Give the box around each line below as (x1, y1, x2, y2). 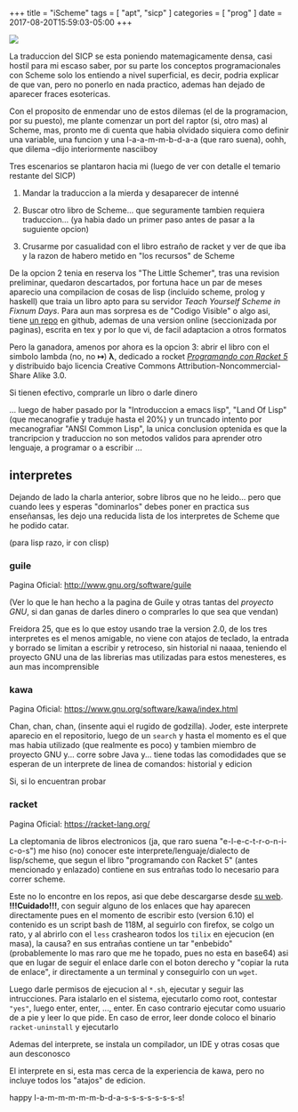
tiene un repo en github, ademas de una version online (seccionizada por (9, 315, 278, 326)
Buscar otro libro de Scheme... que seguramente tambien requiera (21, 205, 265, 215)
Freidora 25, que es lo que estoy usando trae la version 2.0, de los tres (9, 624, 268, 634)
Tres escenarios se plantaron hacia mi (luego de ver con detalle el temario (9, 161, 281, 172)
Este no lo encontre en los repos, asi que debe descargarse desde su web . (9, 890, 284, 901)
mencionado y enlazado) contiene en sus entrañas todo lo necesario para (9, 864, 279, 874)
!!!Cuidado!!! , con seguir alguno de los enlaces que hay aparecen (9, 900, 251, 911)
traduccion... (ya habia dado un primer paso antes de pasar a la (21, 214, 255, 225)
